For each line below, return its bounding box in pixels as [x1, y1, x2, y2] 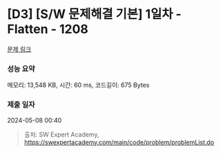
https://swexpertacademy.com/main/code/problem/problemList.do [23, 138, 215, 146]
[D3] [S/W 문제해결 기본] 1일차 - [7, 6, 182, 22]
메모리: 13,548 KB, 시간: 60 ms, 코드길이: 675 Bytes [7, 81, 150, 90]
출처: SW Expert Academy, [23, 130, 99, 139]
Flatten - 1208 [7, 21, 88, 37]
